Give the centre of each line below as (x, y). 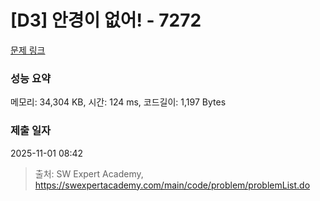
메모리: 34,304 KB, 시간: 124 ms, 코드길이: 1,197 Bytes (118, 102)
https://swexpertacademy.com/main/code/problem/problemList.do (172, 185)
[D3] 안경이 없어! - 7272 (106, 20)
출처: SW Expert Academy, (89, 173)
